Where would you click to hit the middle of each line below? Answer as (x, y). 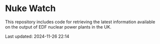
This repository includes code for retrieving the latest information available (80, 22)
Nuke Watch (31, 8)
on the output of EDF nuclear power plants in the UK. (58, 27)
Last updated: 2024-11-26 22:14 (37, 36)
